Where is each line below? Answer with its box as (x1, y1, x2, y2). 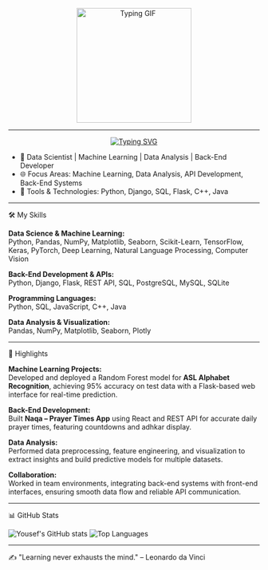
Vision (8, 254, 30, 263)
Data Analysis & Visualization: (8, 318, 110, 327)
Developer (19, 160, 54, 170)
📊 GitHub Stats (8, 511, 59, 520)
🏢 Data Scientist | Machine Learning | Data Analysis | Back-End (19, 152, 227, 161)
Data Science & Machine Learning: (8, 228, 125, 238)
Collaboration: (8, 470, 57, 479)
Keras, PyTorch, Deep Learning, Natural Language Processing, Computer (8, 246, 249, 255)
